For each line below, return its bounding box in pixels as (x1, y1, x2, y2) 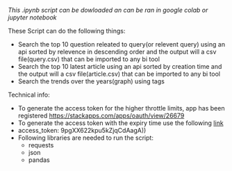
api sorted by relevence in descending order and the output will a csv (17, 48, 217, 56)
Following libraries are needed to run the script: (17, 133, 154, 142)
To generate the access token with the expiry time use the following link (17, 119, 224, 127)
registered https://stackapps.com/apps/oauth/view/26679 (17, 111, 185, 120)
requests (28, 141, 54, 149)
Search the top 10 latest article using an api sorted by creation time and (17, 63, 222, 70)
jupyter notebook (8, 13, 58, 22)
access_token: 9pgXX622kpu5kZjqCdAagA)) (17, 127, 147, 134)
